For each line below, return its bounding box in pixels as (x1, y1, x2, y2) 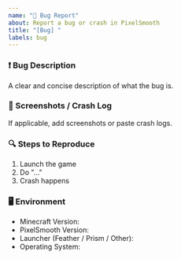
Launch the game (19, 159, 77, 169)
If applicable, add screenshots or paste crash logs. (8, 118, 173, 128)
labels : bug (8, 33, 47, 42)
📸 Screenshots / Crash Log (8, 100, 113, 111)
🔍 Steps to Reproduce (8, 139, 95, 150)
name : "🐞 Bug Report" (8, 11, 79, 20)
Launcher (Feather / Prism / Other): (19, 234, 134, 243)
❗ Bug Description (8, 60, 76, 71)
